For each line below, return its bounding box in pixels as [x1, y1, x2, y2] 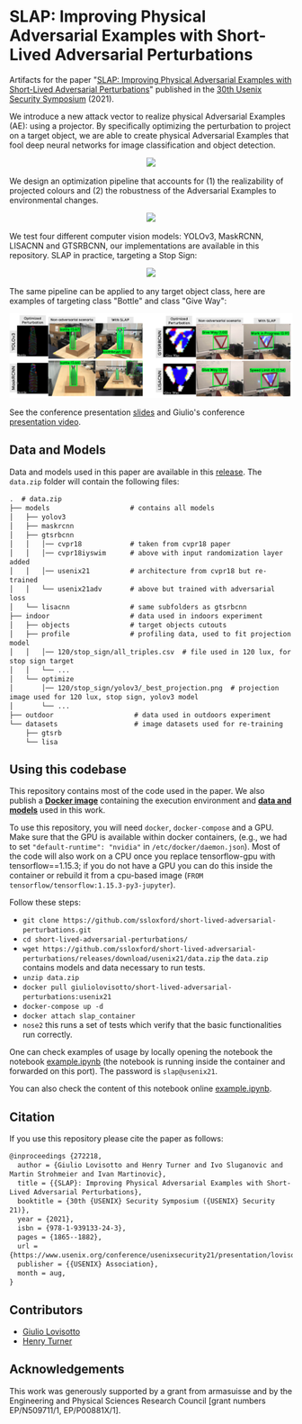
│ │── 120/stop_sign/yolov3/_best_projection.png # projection [9, 683, 280, 692]
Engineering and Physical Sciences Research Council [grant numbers [9, 1395, 267, 1406]
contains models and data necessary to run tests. [22, 962, 206, 973]
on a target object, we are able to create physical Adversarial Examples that [9, 130, 289, 140]
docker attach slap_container [22, 1012, 137, 1021]
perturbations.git [22, 925, 92, 935]
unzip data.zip [22, 974, 80, 983]
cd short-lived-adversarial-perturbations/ [22, 935, 189, 944]
